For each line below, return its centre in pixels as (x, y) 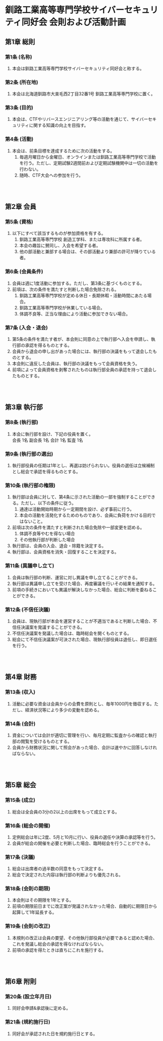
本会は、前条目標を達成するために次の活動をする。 (63, 151)
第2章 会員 (21, 207)
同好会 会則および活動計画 (74, 22)
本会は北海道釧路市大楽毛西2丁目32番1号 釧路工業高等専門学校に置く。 (84, 94)
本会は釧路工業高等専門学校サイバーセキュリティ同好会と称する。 (78, 68)
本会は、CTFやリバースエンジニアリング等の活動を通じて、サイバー (80, 119)
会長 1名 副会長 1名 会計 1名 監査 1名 (48, 440)
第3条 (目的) (19, 108)
